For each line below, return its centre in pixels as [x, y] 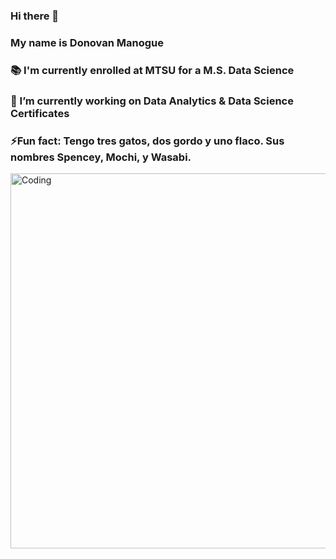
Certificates [40, 113]
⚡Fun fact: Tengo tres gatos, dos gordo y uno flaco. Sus [147, 141]
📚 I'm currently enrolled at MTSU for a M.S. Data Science [152, 70]
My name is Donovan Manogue [87, 42]
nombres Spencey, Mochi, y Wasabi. [101, 157]
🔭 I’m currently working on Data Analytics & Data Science [152, 101]
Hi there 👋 [35, 16]
